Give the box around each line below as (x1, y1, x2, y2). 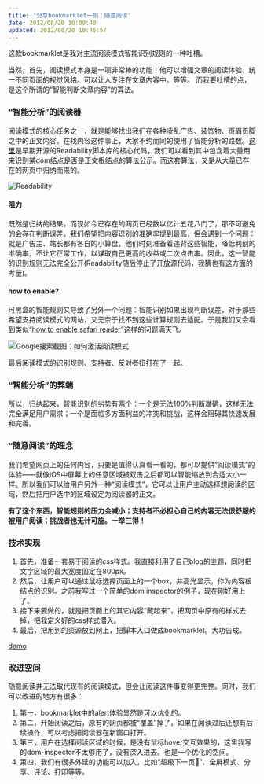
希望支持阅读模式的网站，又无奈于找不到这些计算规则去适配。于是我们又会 (8, 315, 249, 325)
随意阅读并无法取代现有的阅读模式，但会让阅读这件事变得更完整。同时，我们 (8, 682, 256, 691)
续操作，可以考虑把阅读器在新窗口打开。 (19, 728, 151, 738)
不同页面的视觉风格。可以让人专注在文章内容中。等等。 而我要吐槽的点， (14, 75, 251, 85)
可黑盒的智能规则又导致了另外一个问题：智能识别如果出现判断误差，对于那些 (8, 305, 256, 315)
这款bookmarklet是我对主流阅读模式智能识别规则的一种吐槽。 (8, 49, 207, 58)
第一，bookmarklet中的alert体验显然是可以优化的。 (19, 709, 185, 718)
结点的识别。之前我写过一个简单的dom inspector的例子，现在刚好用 (19, 586, 239, 595)
